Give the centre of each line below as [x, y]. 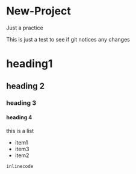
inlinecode [20, 166]
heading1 [29, 64]
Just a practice [25, 28]
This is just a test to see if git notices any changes [68, 39]
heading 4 [19, 117]
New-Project [39, 11]
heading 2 [26, 86]
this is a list [20, 131]
